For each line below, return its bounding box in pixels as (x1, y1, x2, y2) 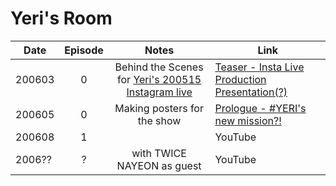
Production (214, 72, 267, 86)
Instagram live (126, 85, 193, 99)
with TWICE (131, 146, 187, 160)
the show (137, 113, 182, 127)
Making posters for (114, 101, 204, 115)
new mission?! (214, 113, 282, 127)
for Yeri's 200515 (117, 72, 202, 86)
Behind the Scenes (114, 60, 204, 74)
